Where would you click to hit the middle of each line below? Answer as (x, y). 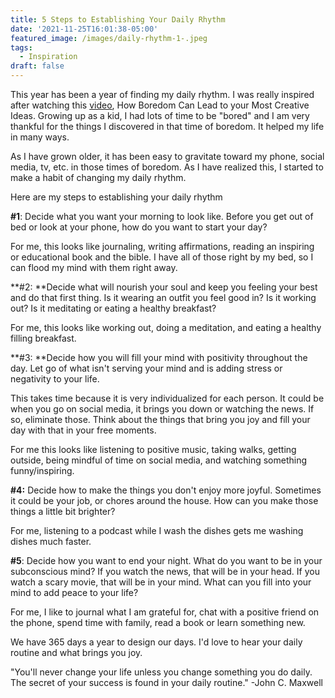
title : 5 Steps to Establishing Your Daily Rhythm (118, 19)
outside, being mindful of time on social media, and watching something (159, 460)
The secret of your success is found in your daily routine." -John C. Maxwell (166, 682)
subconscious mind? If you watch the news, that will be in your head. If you (165, 571)
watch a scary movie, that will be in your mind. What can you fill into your (161, 582)
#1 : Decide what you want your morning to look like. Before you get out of (162, 216)
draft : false (37, 66)
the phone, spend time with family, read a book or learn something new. (158, 622)
